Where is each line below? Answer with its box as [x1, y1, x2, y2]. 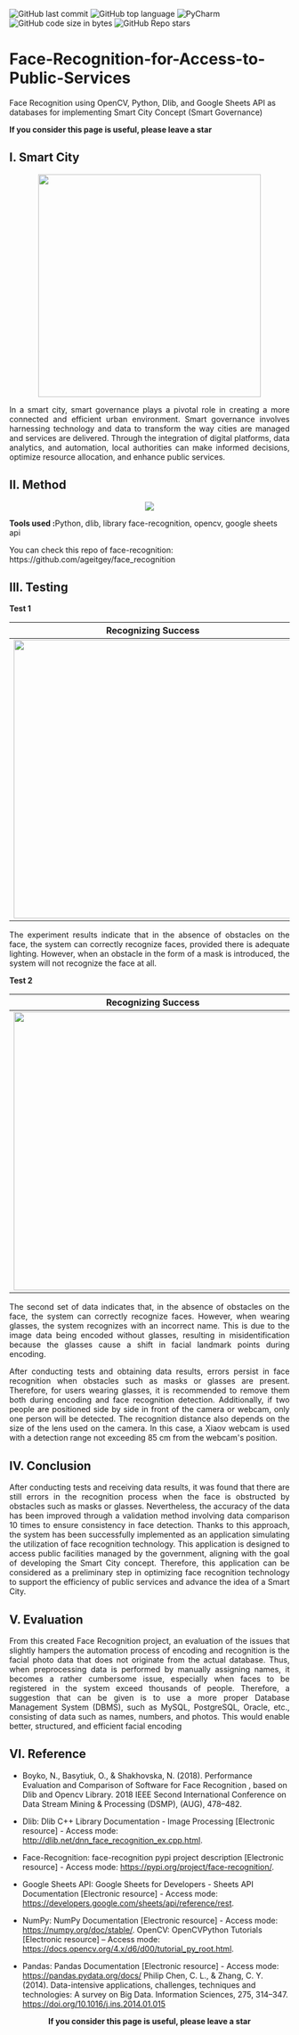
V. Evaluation [9, 1612, 84, 1627]
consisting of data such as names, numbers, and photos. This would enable [9, 1712, 290, 1721]
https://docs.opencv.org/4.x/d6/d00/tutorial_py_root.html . [21, 1943, 234, 1954]
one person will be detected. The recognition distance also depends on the [9, 1413, 290, 1425]
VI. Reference [9, 1746, 86, 1761]
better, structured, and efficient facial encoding [9, 1720, 182, 1731]
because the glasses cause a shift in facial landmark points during [9, 1339, 290, 1350]
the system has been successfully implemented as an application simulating [9, 1529, 290, 1541]
